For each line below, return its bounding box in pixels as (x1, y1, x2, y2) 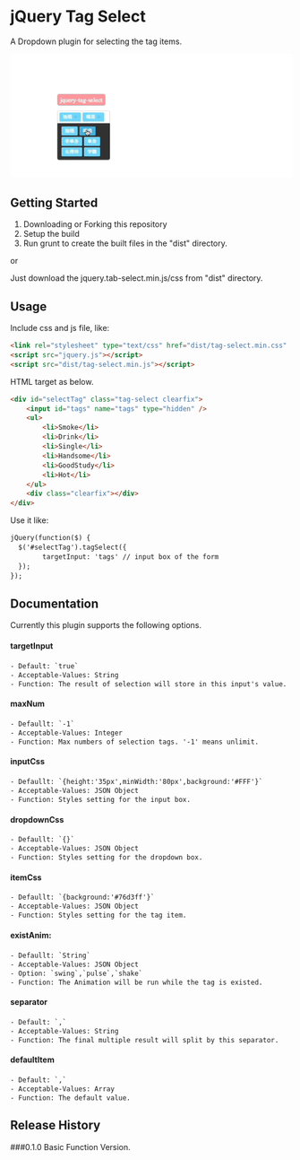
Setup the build (22, 229, 80, 240)
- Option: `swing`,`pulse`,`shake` (10, 969, 143, 978)
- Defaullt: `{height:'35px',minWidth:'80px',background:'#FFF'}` (10, 777, 263, 786)
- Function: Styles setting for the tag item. (10, 911, 187, 920)
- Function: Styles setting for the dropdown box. (10, 853, 203, 862)
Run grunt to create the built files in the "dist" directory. (22, 238, 227, 249)
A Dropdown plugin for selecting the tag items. (10, 36, 183, 47)
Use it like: (10, 515, 49, 526)
